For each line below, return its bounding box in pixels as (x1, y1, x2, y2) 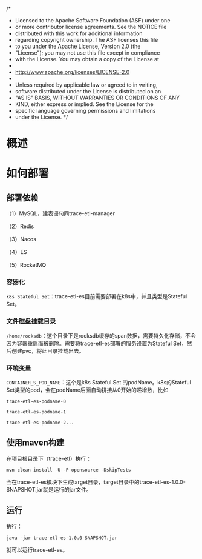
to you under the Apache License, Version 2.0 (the (15, 42, 141, 50)
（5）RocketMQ (6, 261, 47, 269)
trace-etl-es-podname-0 (6, 398, 67, 405)
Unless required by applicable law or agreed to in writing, (15, 81, 158, 89)
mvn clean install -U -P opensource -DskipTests (6, 467, 131, 473)
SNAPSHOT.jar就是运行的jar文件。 (6, 486, 92, 493)
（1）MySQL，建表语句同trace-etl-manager (6, 210, 116, 217)
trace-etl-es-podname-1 (6, 409, 67, 415)
